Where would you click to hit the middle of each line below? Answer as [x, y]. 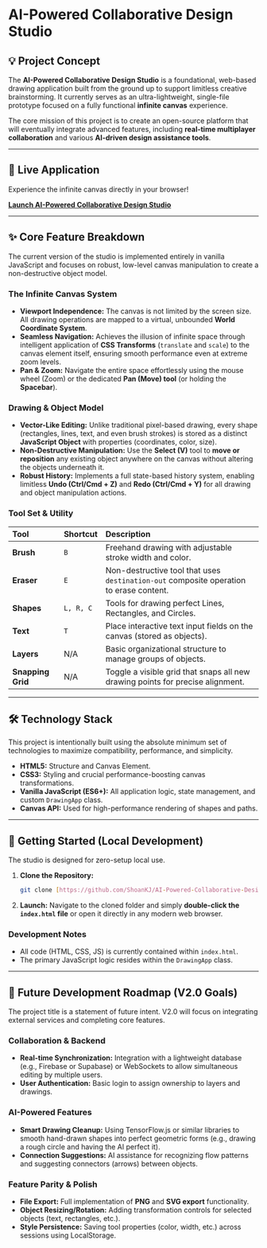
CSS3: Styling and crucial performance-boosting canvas [112, 775]
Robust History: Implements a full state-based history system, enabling [137, 476]
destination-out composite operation [176, 580]
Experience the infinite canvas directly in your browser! [99, 189]
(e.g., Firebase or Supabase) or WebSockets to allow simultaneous [129, 1067]
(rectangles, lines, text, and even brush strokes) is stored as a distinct [133, 433]
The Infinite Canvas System [63, 294]
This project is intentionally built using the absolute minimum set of [118, 742]
